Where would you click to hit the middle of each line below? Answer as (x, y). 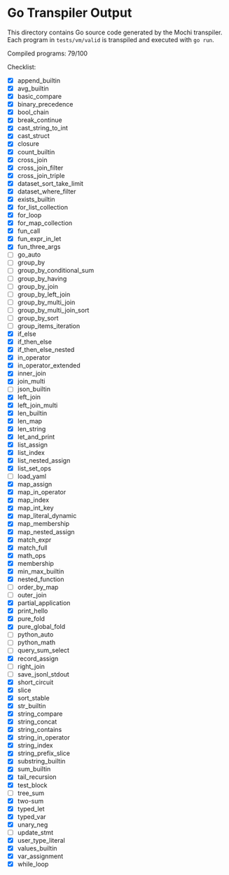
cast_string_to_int (43, 128)
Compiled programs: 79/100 (48, 53)
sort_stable (34, 698)
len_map (30, 421)
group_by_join (37, 286)
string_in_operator (43, 738)
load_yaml (32, 476)
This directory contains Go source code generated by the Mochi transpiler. (115, 32)
